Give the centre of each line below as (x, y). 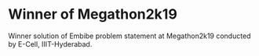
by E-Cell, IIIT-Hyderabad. (50, 44)
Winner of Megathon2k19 (93, 14)
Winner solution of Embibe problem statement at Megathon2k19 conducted (129, 36)
